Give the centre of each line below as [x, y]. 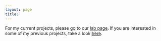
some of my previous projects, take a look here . [54, 33]
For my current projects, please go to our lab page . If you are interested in [80, 28]
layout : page [19, 10]
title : [12, 14]
